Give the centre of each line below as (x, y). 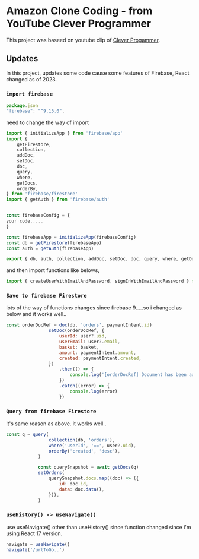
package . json (22, 106)
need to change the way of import (48, 122)
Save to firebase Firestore (46, 296)
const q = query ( (28, 435)
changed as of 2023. (32, 79)
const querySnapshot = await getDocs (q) (88, 468)
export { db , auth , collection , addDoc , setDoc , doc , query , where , (92, 259)
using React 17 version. (34, 533)
